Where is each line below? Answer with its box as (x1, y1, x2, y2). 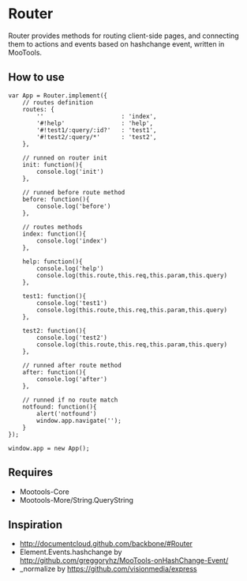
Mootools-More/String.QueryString (19, 495, 134, 504)
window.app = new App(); (8, 444, 90, 452)
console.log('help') (36, 264, 104, 273)
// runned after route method (22, 361, 122, 369)
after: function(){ (22, 368, 87, 376)
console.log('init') (36, 168, 104, 175)
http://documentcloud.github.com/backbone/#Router (19, 539, 193, 549)
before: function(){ (22, 195, 90, 203)
